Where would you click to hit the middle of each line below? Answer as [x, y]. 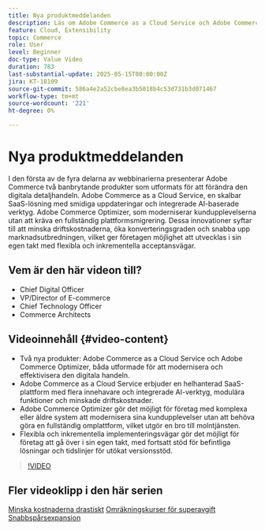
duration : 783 [32, 67]
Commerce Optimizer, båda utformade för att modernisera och [121, 367]
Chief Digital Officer [52, 289]
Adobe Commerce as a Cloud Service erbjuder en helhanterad [121, 383]
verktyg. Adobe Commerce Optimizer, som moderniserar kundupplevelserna [132, 212]
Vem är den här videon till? [75, 270]
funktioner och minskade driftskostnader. [86, 400]
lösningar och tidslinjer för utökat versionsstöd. [96, 450]
